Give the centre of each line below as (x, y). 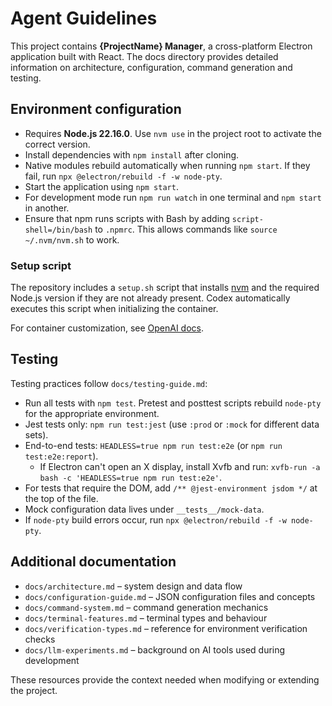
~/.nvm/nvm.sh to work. (72, 239)
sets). (36, 434)
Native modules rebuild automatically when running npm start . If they (167, 165)
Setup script (41, 265)
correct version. (57, 144)
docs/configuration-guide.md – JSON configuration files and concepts (170, 596)
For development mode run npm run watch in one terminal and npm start (173, 197)
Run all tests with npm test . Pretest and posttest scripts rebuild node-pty (173, 403)
